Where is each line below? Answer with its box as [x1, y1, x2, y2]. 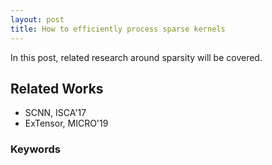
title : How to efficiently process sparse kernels [10, 24, 226, 34]
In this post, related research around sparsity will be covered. [10, 51, 263, 63]
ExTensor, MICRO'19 [24, 117, 109, 130]
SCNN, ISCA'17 [24, 107, 87, 119]
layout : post [10, 14, 65, 25]
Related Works [10, 80, 104, 97]
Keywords [10, 142, 61, 156]
